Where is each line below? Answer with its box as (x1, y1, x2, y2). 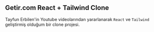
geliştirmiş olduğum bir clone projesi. (5, 21, 80, 27)
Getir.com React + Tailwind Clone (5, 4, 109, 12)
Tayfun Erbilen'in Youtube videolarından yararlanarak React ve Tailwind (5, 16, 150, 22)
